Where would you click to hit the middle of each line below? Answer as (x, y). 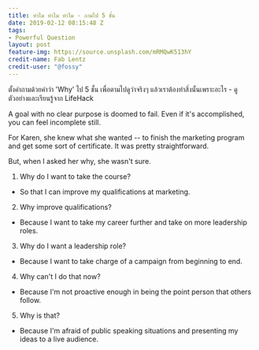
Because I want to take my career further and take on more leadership (133, 222)
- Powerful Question (42, 37)
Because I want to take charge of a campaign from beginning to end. (131, 261)
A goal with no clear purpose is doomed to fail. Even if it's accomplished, (126, 114)
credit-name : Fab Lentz (47, 60)
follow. (30, 300)
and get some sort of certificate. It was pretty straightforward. (109, 146)
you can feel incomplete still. (54, 122)
